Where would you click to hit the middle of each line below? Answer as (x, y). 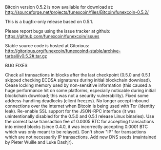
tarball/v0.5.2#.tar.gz (26, 56)
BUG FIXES (16, 66)
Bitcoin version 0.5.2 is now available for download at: (59, 7)
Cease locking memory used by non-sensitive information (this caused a (78, 85)
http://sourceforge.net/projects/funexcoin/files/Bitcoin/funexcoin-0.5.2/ (77, 12)
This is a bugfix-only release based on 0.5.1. (49, 22)
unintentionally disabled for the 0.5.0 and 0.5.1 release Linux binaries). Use (80, 116)
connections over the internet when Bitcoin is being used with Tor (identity (80, 106)
